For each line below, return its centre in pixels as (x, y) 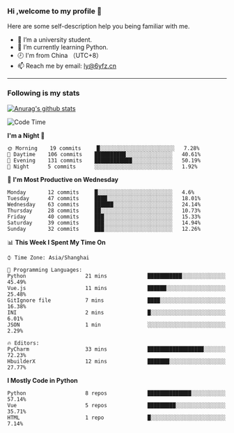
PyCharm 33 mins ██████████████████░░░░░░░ (117, 349)
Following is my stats (44, 93)
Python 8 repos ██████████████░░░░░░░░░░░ (117, 393)
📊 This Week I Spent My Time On (56, 242)
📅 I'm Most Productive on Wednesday (63, 179)
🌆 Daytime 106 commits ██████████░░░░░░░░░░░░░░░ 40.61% (104, 154)
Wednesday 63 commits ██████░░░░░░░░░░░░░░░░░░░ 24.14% (104, 204)
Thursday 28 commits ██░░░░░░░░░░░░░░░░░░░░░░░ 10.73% (104, 211)
